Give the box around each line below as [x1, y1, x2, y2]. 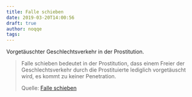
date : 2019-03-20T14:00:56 [6, 15, 75, 21]
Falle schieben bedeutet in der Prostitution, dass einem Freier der [21, 60, 185, 67]
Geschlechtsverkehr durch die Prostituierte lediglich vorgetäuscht [21, 66, 187, 73]
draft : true [6, 20, 36, 26]
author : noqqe [6, 25, 43, 32]
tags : [6, 32, 20, 38]
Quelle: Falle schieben [21, 84, 77, 92]
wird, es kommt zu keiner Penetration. [21, 73, 117, 80]
